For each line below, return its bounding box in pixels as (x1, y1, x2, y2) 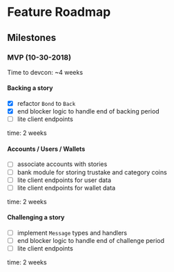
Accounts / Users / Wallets (7, 145, 86, 153)
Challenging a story (7, 213, 65, 221)
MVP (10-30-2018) (7, 53, 71, 62)
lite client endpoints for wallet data (17, 183, 116, 192)
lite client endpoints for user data (17, 176, 112, 184)
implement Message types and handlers (17, 228, 128, 237)
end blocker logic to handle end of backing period (17, 107, 160, 116)
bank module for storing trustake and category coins (17, 167, 167, 176)
